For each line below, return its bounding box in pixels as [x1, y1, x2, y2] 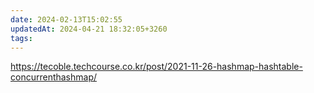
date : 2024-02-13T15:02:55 [10, 14, 123, 25]
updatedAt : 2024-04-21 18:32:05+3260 [10, 24, 168, 34]
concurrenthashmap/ [10, 71, 98, 83]
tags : [10, 33, 33, 43]
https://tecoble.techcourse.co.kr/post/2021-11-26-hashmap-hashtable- [10, 61, 303, 73]
